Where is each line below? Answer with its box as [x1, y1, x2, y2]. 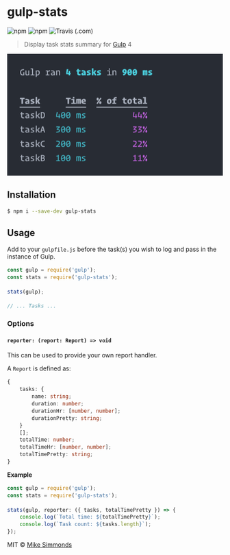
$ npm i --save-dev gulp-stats [7, 208, 97, 215]
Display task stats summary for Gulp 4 [23, 40, 132, 48]
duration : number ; [31, 401, 84, 408]
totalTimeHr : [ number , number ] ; [19, 444, 112, 451]
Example [7, 471, 33, 479]
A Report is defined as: [7, 364, 71, 373]
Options [7, 319, 34, 329]
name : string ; [31, 393, 72, 400]
